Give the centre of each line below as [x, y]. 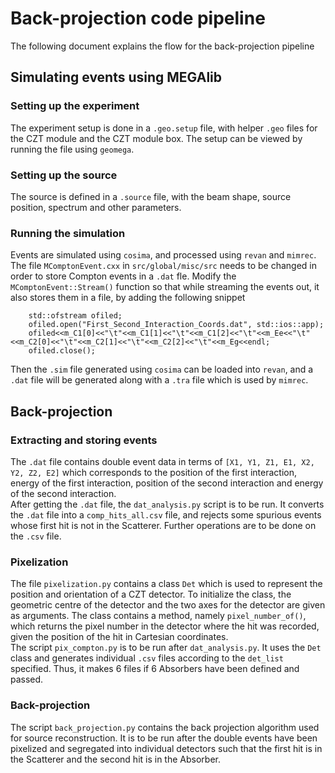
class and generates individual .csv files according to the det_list [147, 658]
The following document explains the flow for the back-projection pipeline [162, 46]
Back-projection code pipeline [138, 18]
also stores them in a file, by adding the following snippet [128, 298]
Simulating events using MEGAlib [116, 77]
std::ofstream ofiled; [75, 316]
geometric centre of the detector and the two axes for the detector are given [168, 605]
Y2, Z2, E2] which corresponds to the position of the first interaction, [153, 472]
